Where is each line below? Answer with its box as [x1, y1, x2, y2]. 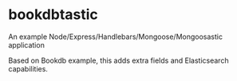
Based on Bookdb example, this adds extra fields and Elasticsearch [8, 56, 229, 65]
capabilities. [8, 64, 48, 73]
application [8, 40, 45, 49]
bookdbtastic [8, 6, 98, 24]
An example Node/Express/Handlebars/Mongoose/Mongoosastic [8, 32, 223, 41]
